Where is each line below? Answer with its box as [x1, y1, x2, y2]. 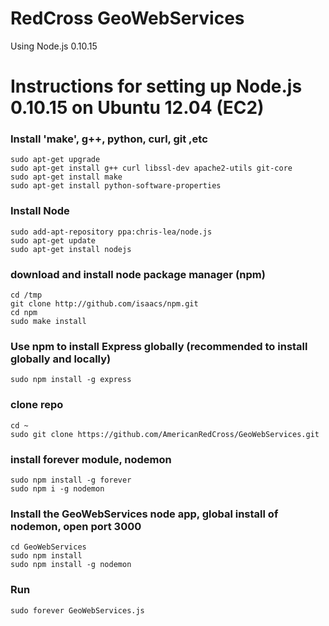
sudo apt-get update [10, 235, 97, 246]
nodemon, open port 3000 [10, 519, 142, 533]
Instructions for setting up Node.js [10, 75, 303, 98]
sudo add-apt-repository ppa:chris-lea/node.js [10, 227, 213, 237]
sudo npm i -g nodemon [10, 483, 105, 494]
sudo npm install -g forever [10, 475, 132, 485]
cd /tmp [10, 290, 43, 301]
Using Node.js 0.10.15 [10, 40, 98, 52]
